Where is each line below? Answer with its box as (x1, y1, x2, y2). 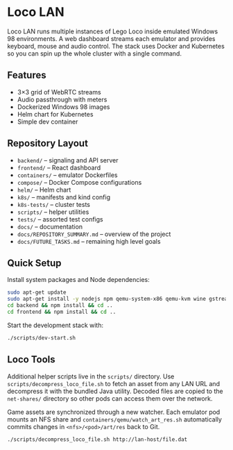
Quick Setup (7, 257, 62, 269)
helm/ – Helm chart (17, 185, 71, 194)
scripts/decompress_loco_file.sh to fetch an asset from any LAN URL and (7, 379, 221, 387)
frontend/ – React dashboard (17, 163, 101, 172)
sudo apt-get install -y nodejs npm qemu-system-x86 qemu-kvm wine (7, 296, 207, 303)
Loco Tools (7, 353, 55, 365)
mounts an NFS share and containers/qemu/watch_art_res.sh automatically (7, 415, 222, 424)
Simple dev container (17, 117, 78, 126)
